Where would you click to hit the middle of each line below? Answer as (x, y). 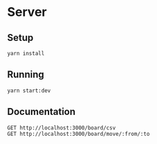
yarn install (26, 53)
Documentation (41, 112)
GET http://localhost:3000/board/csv (62, 128)
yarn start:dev (29, 91)
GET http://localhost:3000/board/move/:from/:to (78, 134)
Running (26, 74)
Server (27, 12)
